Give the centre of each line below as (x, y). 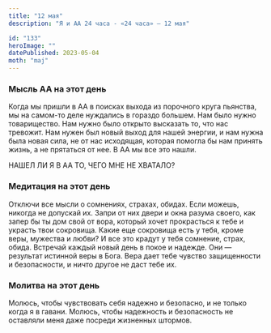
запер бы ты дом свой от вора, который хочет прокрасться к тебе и (126, 221)
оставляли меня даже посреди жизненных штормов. (100, 320)
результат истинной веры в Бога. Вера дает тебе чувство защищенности (135, 255)
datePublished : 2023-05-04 (54, 53)
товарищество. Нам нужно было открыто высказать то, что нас (119, 124)
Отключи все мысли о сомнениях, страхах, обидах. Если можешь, (124, 204)
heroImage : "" (32, 45)
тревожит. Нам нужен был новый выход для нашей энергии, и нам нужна (136, 132)
